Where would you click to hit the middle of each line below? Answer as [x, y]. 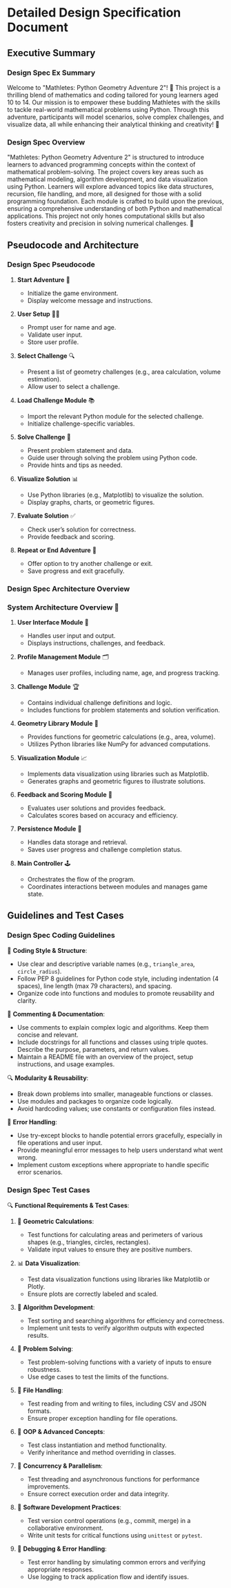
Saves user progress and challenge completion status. [105, 850]
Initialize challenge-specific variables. [81, 424]
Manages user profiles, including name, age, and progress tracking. [123, 673]
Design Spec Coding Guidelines [61, 936]
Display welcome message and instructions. [90, 300]
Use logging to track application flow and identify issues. [108, 1577]
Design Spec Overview [46, 142]
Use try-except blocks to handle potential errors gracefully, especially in [120, 1135]
